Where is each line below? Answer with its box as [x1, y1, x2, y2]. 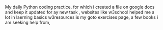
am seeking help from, [5, 19, 51, 25]
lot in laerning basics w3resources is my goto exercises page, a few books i [5, 15, 158, 20]
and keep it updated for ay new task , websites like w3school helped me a [5, 9, 155, 15]
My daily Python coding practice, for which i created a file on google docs [5, 4, 155, 10]
